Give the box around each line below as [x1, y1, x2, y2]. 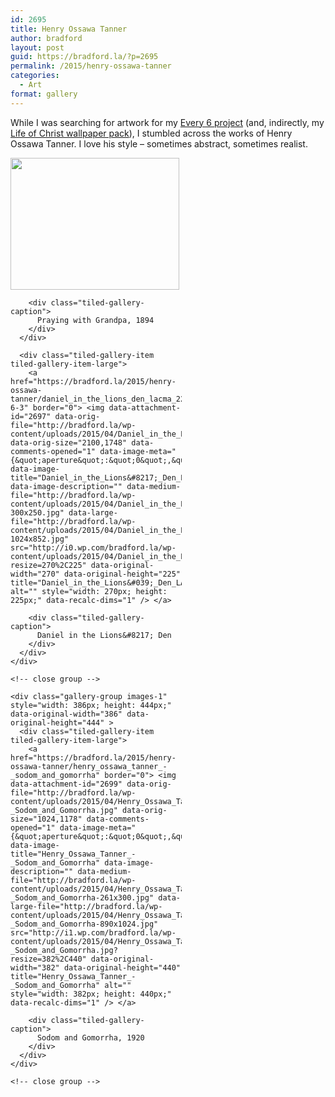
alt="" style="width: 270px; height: [10, 586, 168, 596]
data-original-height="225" [63, 569, 182, 579]
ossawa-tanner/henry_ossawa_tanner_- [10, 761, 168, 771]
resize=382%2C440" [10, 954, 87, 964]
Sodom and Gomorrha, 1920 [36, 1032, 145, 1043]
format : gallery [10, 89, 78, 99]
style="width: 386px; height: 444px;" [10, 700, 172, 710]
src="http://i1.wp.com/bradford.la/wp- [10, 927, 177, 938]
